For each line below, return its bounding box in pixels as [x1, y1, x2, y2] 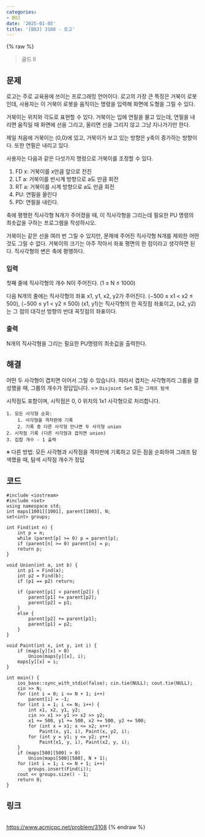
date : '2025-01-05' [6, 20, 56, 26]
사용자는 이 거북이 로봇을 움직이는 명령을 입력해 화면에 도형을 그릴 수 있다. [19, 101, 196, 108]
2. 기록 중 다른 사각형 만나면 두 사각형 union [17, 424, 122, 430]
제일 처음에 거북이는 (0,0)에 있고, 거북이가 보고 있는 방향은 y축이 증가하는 [6, 134, 181, 142]
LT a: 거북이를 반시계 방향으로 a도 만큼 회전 [15, 175, 119, 183]
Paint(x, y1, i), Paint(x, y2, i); [39, 728, 130, 735]
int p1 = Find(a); [17, 568, 64, 574]
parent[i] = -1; [28, 697, 70, 703]
